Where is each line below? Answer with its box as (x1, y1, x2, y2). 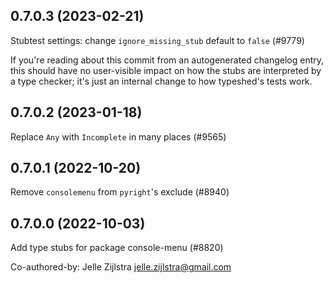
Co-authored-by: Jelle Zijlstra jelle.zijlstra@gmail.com (10, 261, 232, 273)
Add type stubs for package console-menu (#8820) (10, 242, 224, 254)
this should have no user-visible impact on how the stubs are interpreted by (10, 64, 322, 76)
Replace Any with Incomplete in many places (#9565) (10, 130, 227, 143)
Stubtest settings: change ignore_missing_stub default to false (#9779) (10, 34, 305, 46)
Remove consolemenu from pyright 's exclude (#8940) (10, 186, 230, 198)
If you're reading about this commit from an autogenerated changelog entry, (10, 54, 325, 66)
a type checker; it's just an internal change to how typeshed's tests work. (10, 75, 313, 87)
